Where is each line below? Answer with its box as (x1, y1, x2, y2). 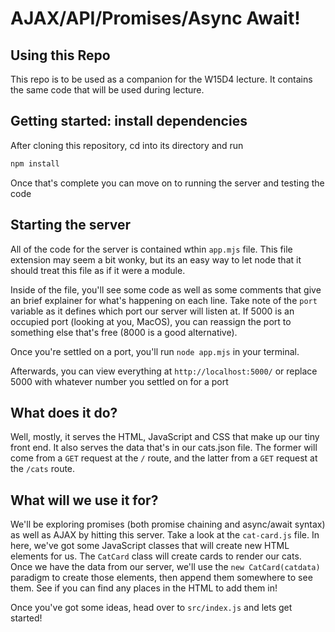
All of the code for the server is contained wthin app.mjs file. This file (10, 243, 293, 255)
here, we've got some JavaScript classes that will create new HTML (10, 540, 290, 552)
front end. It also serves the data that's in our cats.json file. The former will (10, 442, 318, 454)
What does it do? (10, 404, 118, 421)
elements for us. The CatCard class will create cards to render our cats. (10, 550, 302, 562)
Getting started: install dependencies (10, 113, 248, 130)
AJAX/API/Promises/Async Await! (10, 7, 301, 30)
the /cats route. (10, 463, 76, 475)
